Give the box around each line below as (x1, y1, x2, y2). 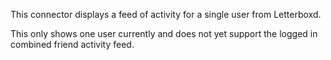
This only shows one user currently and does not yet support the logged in (10, 28, 318, 39)
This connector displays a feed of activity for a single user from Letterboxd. (10, 9, 322, 20)
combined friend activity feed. (10, 39, 135, 50)
